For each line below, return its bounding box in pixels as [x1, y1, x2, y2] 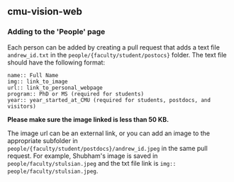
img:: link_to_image [7, 78, 69, 85]
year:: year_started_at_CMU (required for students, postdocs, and [7, 96, 211, 103]
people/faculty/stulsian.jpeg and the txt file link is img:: [7, 159, 177, 167]
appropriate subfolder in [7, 136, 78, 144]
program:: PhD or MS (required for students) [7, 90, 144, 98]
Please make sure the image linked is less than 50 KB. [7, 115, 169, 123]
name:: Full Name [7, 72, 59, 79]
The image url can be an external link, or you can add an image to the [7, 129, 211, 137]
